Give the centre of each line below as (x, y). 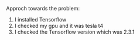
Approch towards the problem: (43, 8)
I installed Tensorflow (40, 19)
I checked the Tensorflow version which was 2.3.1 (74, 32)
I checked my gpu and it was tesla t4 (59, 26)
